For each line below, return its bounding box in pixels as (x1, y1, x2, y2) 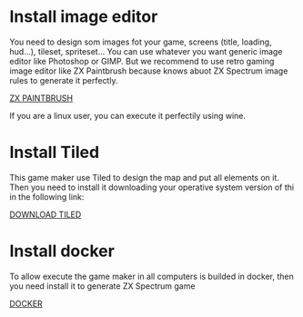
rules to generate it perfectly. (9, 74, 118, 85)
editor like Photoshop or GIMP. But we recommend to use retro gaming (9, 55, 275, 66)
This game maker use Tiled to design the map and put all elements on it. (9, 172, 280, 183)
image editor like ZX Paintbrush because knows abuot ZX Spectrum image (9, 65, 288, 76)
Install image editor (9, 6, 158, 27)
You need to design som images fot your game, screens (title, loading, (9, 36, 272, 47)
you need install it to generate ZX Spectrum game (9, 280, 196, 292)
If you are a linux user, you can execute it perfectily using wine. (9, 110, 247, 121)
